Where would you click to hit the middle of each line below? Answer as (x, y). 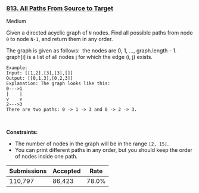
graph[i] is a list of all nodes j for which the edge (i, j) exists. (80, 57)
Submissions (28, 171)
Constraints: (22, 132)
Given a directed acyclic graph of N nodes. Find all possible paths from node (99, 33)
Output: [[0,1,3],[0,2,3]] (40, 79)
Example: (17, 68)
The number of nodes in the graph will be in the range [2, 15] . (92, 144)
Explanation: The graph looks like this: (58, 84)
